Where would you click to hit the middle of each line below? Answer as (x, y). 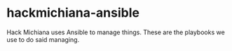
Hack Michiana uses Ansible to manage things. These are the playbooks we (116, 32)
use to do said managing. (43, 39)
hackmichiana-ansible (73, 13)
